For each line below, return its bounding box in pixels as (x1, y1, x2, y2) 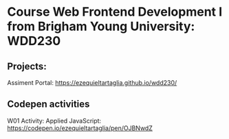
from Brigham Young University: (7, 18, 195, 34)
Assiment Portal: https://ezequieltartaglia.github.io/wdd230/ (7, 79, 177, 86)
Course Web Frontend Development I (7, 4, 223, 20)
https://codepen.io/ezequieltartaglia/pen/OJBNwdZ (7, 124, 153, 132)
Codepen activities (7, 99, 90, 110)
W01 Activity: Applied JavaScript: (7, 116, 102, 125)
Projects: (7, 60, 47, 72)
